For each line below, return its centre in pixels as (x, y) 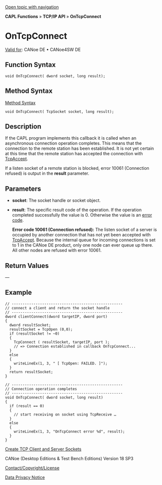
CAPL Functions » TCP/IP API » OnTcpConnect (53, 16)
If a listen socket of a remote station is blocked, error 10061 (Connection (77, 168)
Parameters (23, 189)
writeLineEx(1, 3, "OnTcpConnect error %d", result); (69, 431)
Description (23, 126)
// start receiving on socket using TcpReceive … (65, 414)
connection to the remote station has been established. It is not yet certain (80, 148)
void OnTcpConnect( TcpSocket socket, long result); (60, 111)
